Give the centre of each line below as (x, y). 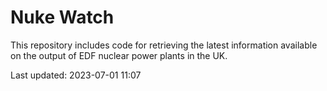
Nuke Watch (62, 17)
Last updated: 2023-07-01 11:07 (76, 75)
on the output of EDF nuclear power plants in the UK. (119, 55)
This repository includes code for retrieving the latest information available (164, 45)
